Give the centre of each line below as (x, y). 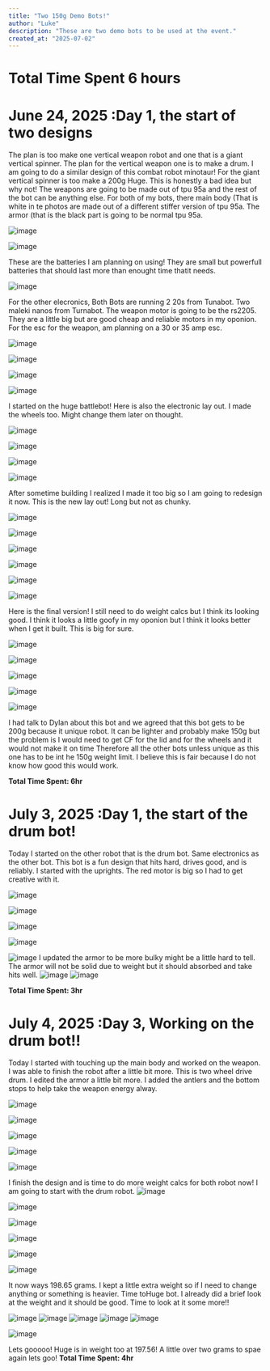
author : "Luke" (34, 23)
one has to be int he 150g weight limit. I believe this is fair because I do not (132, 757)
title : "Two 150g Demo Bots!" (59, 16)
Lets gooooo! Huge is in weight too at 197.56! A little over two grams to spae (135, 1350)
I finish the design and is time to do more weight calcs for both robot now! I (133, 1183)
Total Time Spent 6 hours (95, 78)
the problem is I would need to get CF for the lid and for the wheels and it (130, 740)
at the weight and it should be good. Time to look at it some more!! (119, 1302)
